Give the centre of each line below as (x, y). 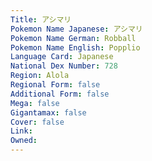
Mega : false (35, 103)
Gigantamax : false (48, 112)
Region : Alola (40, 76)
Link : (21, 131)
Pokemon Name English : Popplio (75, 47)
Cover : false (37, 122)
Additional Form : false (60, 94)
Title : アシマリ (41, 19)
